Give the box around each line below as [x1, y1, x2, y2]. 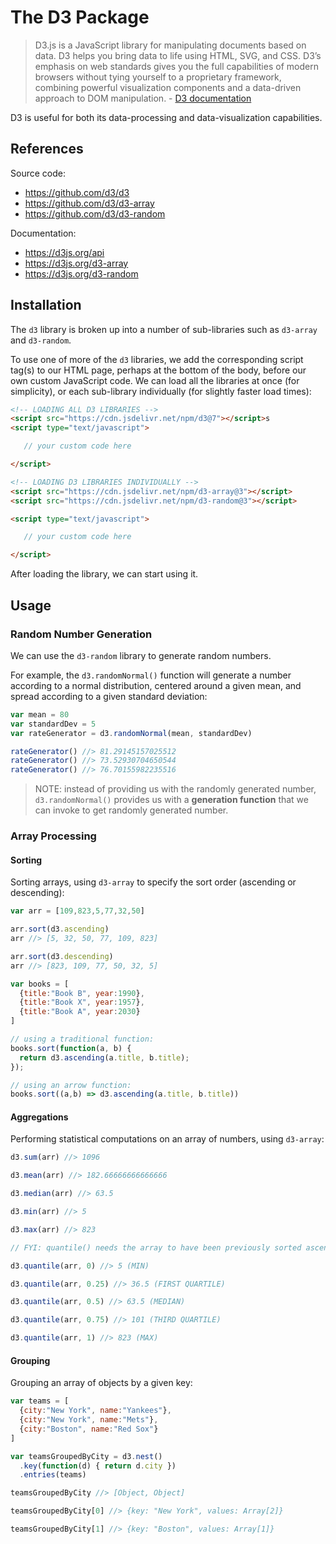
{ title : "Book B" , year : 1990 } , [19, 988, 145, 998]
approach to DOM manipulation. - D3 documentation [34, 92, 252, 104]
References [10, 141, 84, 158]
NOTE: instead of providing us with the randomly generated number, [34, 783, 317, 795]
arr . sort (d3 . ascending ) [10, 924, 110, 935]
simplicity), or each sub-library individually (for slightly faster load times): [10, 385, 312, 397]
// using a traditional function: [10, 1034, 155, 1044]
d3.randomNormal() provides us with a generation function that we [34, 794, 309, 806]
